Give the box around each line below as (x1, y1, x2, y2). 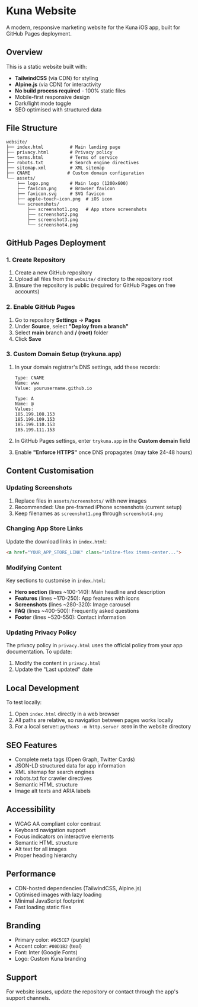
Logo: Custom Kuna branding (14, 955, 87, 963)
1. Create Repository (6, 255, 66, 264)
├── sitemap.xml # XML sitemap (6, 165, 105, 171)
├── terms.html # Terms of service (6, 154, 118, 161)
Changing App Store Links (6, 525, 83, 533)
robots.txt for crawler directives (14, 775, 92, 782)
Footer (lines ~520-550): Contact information (14, 613, 126, 621)
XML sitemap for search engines (14, 768, 95, 775)
